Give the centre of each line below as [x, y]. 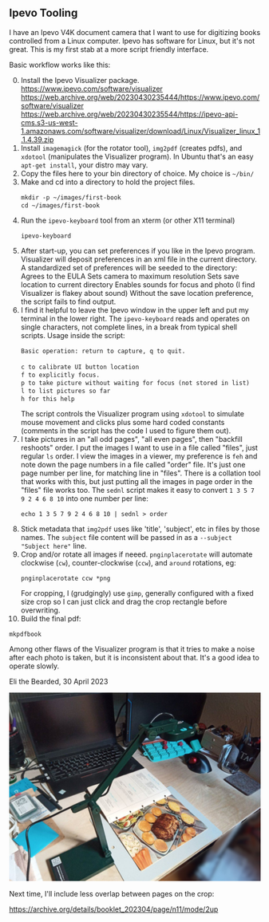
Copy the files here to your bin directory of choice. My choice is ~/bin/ [137, 173]
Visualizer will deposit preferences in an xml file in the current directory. [139, 259]
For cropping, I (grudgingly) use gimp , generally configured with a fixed [137, 593]
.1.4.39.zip [37, 140]
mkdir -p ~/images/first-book [71, 197]
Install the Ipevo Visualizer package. [80, 80]
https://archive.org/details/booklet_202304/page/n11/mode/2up [114, 909]
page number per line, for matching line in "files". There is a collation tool [140, 473]
